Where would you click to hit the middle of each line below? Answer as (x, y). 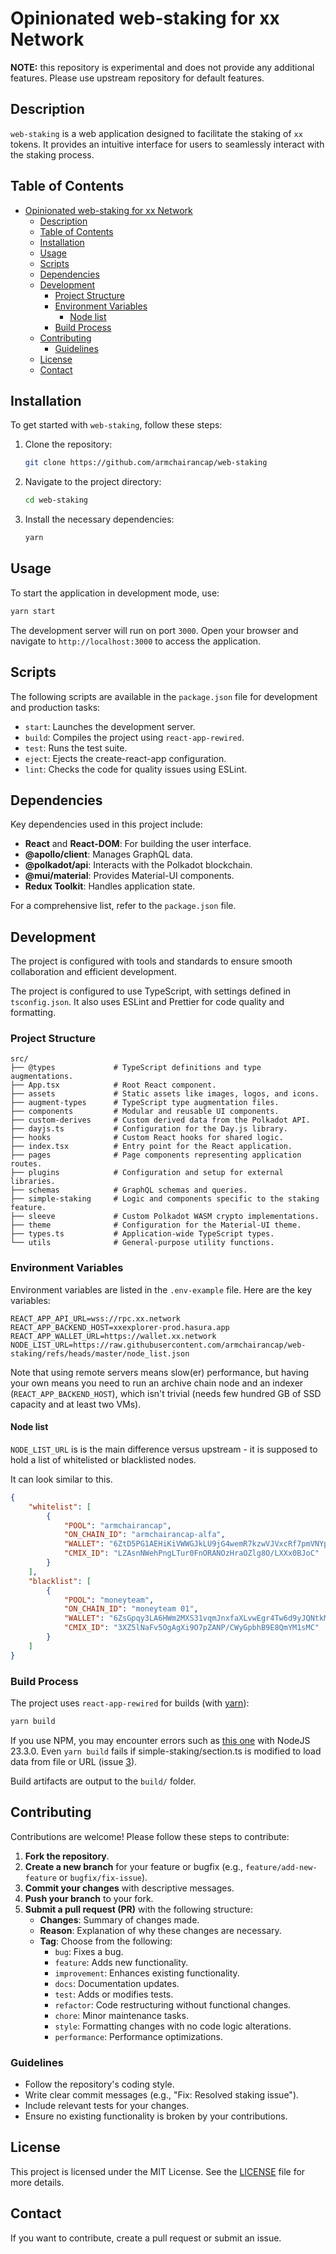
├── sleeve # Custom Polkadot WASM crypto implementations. (165, 1217)
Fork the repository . (67, 1856)
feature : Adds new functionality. (121, 1962)
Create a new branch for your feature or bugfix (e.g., (134, 1866)
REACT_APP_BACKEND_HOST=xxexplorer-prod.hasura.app (120, 1327)
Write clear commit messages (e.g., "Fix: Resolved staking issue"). (162, 2094)
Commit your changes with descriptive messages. (129, 1888)
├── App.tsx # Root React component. (113, 1085)
